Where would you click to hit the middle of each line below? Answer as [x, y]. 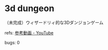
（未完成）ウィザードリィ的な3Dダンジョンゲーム [54, 22]
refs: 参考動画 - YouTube [29, 33]
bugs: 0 [12, 42]
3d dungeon [29, 8]
